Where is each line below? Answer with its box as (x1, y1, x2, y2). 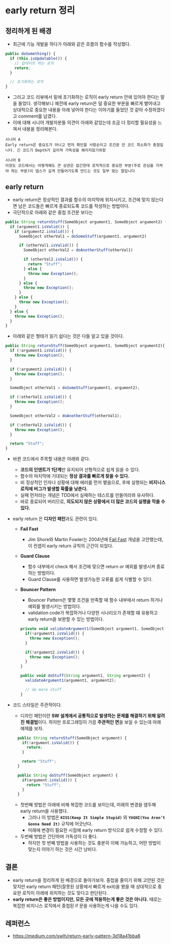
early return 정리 (5, 5, 75, 16)
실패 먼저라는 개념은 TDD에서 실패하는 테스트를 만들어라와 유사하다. (20, 492, 155, 498)
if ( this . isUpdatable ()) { (10, 56, 67, 61)
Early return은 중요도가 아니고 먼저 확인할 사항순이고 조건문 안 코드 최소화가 (5, 142, 151, 148)
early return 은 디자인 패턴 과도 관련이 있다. (12, 516, 98, 522)
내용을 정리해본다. (22, 126, 58, 132)
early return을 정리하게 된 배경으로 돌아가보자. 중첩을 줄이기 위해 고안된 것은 (12, 877, 165, 883)
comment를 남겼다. (18, 113, 58, 119)
